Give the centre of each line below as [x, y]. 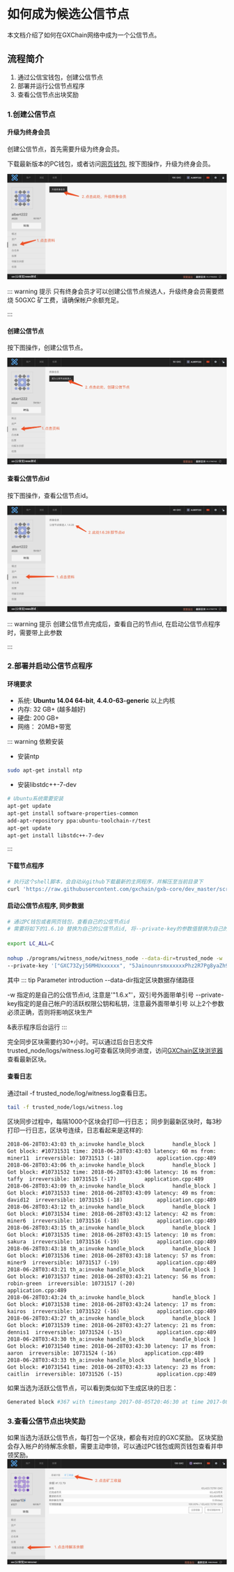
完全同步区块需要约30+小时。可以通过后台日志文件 [80, 1041]
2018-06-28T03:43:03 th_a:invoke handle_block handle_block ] [112, 1144]
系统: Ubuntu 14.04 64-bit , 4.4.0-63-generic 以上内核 [96, 701]
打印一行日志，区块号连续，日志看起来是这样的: [76, 1130]
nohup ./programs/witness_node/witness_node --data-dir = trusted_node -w [115, 958]
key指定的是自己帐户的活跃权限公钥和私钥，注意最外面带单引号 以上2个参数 [116, 1003]
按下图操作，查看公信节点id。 [49, 496]
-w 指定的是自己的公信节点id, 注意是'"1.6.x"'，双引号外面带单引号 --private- [116, 995]
